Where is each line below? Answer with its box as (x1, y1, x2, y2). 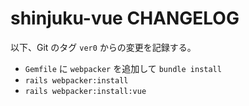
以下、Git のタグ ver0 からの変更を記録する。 (10, 41, 197, 53)
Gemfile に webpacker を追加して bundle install (24, 62, 222, 74)
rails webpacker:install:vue (24, 86, 147, 96)
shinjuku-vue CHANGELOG (10, 7, 240, 30)
